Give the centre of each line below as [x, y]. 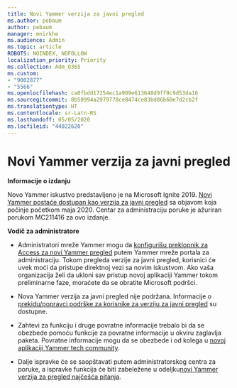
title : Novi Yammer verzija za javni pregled [76, 14]
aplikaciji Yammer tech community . [68, 348]
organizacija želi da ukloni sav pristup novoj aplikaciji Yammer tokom [118, 275]
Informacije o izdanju [39, 181]
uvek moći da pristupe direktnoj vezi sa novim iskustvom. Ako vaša [116, 268]
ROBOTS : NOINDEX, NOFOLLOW [47, 54]
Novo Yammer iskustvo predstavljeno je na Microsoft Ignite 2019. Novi [110, 195]
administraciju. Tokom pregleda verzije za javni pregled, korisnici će [117, 260]
